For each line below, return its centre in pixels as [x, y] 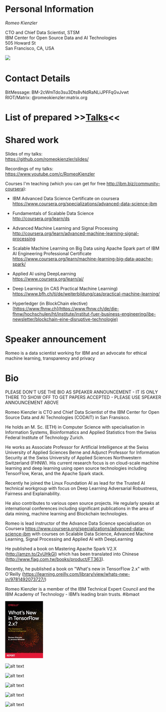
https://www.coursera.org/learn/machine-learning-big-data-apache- [83, 259]
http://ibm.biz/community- [133, 184]
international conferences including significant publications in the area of [80, 508]
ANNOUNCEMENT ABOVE [32, 402]
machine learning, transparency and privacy [50, 358]
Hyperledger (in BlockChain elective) [50, 303]
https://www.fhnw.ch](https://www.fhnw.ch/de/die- [67, 309]
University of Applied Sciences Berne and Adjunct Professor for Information [83, 452]
